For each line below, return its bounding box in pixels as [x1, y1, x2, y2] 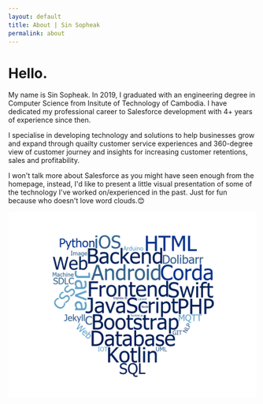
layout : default [8, 13, 61, 20]
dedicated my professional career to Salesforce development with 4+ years [8, 107, 254, 117]
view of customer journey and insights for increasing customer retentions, [8, 147, 248, 157]
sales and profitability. [8, 156, 80, 165]
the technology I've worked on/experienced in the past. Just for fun [8, 187, 228, 197]
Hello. [8, 64, 48, 82]
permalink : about [8, 29, 65, 37]
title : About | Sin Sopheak [8, 20, 101, 29]
